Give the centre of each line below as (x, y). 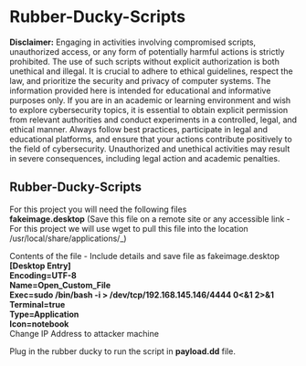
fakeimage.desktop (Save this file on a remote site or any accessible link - (150, 219)
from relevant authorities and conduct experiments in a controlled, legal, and (153, 120)
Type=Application (44, 314)
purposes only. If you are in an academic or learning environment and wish (150, 100)
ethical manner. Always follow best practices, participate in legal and (138, 129)
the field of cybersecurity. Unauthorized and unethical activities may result (150, 149)
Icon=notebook (39, 324)
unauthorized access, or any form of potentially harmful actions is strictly (147, 51)
